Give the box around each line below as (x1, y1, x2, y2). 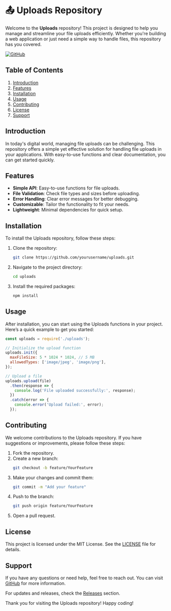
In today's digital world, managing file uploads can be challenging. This (5, 140, 155, 147)
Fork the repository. (12, 450, 55, 456)
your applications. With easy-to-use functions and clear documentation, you (5, 151, 166, 157)
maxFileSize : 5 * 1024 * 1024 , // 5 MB (10, 355, 95, 360)
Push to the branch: (12, 494, 55, 500)
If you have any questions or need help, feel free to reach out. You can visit (5, 575, 163, 581)
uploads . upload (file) (5, 378, 52, 384)
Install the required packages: (12, 283, 76, 289)
